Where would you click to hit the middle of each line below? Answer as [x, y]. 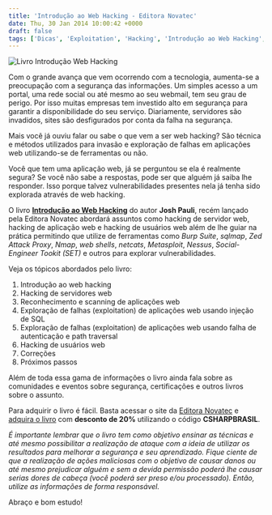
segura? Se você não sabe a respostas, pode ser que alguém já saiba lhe [130, 177]
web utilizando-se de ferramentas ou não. [78, 153]
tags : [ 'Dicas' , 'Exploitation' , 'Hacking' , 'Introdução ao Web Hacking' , [137, 38]
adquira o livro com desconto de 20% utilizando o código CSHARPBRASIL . [134, 419]
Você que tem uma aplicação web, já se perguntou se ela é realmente [125, 169]
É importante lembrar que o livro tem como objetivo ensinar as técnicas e [131, 435]
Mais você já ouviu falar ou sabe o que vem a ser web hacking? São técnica [135, 136]
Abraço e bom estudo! [46, 502]
